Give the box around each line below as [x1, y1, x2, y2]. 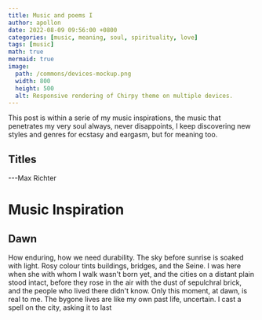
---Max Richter [8, 173, 56, 183]
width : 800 [15, 77, 51, 85]
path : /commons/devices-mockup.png [15, 70, 132, 78]
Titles [8, 152, 37, 165]
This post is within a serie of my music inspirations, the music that [8, 113, 221, 122]
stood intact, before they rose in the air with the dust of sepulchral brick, [8, 278, 242, 287]
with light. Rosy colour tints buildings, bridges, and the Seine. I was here [8, 261, 242, 271]
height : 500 [15, 84, 55, 93]
